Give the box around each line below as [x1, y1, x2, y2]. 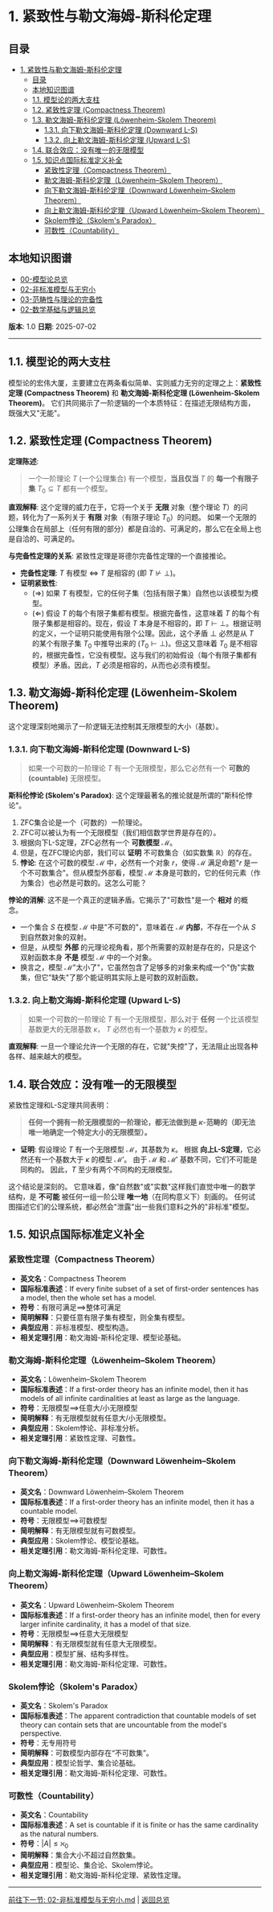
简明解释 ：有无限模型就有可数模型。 [19, 1526, 141, 1535]
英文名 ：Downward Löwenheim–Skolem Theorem [19, 1487, 185, 1497]
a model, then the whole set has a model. [19, 1292, 157, 1302]
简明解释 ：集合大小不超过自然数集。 [19, 1850, 141, 1860]
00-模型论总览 [19, 274, 68, 284]
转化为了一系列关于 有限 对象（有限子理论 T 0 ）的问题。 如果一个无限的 [22, 513, 257, 524]
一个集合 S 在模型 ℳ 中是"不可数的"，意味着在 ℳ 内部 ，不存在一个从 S [19, 922, 256, 932]
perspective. [19, 1728, 62, 1738]
